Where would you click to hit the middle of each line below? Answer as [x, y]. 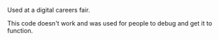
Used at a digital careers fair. [49, 10]
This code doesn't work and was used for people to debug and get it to [110, 23]
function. [20, 31]
